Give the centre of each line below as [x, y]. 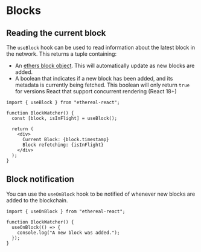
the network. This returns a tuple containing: [61, 54]
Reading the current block [56, 33]
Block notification [40, 179]
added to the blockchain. [37, 200]
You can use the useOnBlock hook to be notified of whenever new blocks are [101, 194]
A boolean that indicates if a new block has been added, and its [94, 78]
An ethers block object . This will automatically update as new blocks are [105, 65]
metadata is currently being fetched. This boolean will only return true [102, 85]
